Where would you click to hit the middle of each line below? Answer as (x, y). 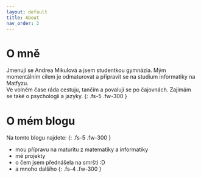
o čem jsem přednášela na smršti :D (60, 163)
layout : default (27, 12)
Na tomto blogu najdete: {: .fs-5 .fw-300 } (59, 138)
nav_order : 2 (23, 23)
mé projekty (30, 156)
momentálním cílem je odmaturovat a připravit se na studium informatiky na (101, 77)
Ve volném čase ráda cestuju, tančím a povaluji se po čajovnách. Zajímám (99, 90)
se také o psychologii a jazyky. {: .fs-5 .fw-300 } (67, 96)
